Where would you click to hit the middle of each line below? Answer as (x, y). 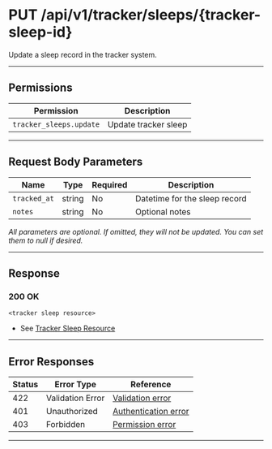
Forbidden (66, 425)
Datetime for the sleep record (191, 198)
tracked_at (33, 198)
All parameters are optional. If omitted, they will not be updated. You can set (136, 231)
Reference (151, 385)
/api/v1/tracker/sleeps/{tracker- (151, 15)
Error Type (76, 385)
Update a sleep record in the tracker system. (83, 54)
